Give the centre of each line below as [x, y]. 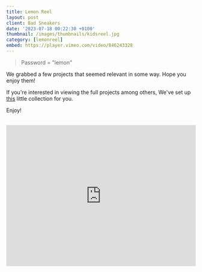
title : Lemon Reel [29, 12]
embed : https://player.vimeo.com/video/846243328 [70, 46]
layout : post [23, 17]
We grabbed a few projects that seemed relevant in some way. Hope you [96, 74]
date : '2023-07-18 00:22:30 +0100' [51, 29]
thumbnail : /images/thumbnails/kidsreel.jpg [63, 34]
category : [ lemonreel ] [35, 40]
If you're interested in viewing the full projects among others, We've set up [99, 92]
